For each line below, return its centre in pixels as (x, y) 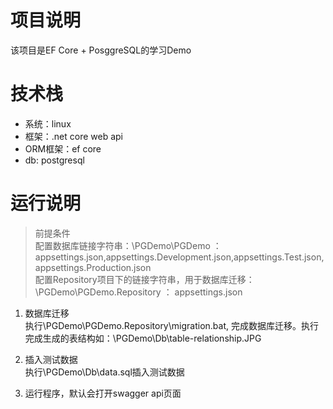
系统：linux (48, 123)
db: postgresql (54, 160)
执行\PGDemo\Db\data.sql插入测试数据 (104, 372)
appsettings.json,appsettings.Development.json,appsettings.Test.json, (179, 257)
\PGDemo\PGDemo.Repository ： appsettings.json (138, 292)
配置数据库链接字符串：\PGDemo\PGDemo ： (128, 245)
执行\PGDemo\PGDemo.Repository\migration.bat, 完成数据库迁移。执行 (171, 325)
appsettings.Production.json (93, 267)
